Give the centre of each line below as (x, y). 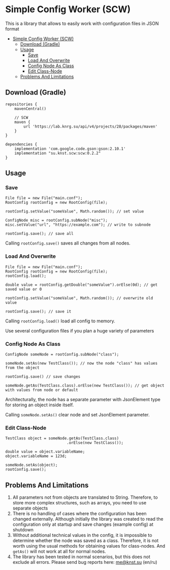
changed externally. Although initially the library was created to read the (88, 519)
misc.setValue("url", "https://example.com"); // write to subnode (78, 225)
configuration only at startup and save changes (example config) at (83, 524)
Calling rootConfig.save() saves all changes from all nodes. (68, 243)
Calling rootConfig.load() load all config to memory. (60, 321)
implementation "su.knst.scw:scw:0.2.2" (58, 153)
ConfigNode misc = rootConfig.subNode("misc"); (57, 220)
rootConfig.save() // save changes (43, 377)
